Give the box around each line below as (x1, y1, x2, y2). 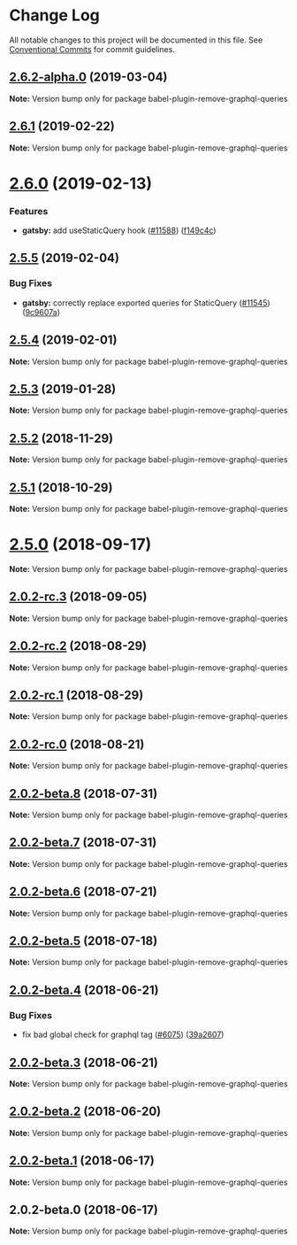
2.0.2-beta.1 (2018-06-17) (9, 1153, 155, 1169)
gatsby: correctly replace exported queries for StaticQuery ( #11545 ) (21, 298, 271, 308)
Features (9, 205, 49, 217)
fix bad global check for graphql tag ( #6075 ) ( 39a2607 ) (21, 1029, 225, 1040)
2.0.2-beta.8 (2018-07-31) (9, 785, 158, 801)
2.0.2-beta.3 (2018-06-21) (9, 1055, 159, 1070)
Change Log (9, 5, 100, 26)
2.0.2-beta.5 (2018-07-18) (9, 933, 158, 948)
